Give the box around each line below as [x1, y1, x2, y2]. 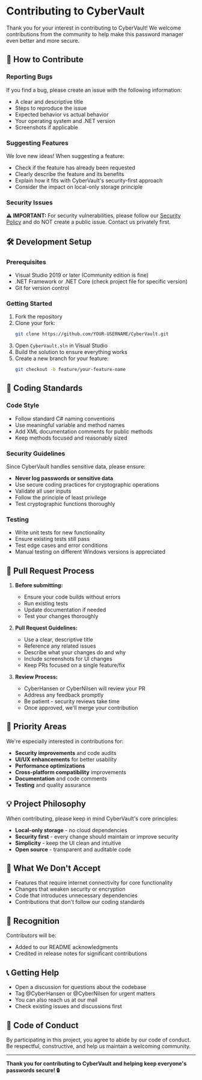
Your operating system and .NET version [14, 117, 115, 124]
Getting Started [6, 299, 52, 308]
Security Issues [6, 198, 53, 206]
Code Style [6, 401, 40, 409]
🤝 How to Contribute [6, 54, 84, 65]
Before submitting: [14, 582, 63, 589]
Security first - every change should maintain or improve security [14, 833, 179, 840]
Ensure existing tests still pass [14, 535, 90, 543]
